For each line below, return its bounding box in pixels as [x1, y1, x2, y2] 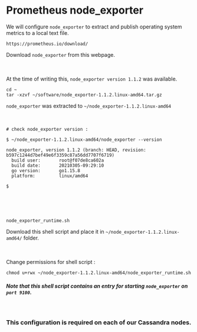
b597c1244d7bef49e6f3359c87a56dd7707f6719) [6, 152, 115, 158]
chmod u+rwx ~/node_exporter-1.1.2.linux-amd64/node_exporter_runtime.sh [6, 270, 192, 276]
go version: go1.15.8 [11, 167, 81, 173]
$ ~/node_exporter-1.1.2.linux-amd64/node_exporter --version [6, 137, 162, 143]
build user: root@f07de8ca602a [11, 157, 104, 163]
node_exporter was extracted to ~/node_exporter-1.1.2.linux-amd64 [6, 102, 172, 109]
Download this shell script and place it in [6, 228, 104, 235]
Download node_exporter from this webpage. [6, 51, 115, 58]
